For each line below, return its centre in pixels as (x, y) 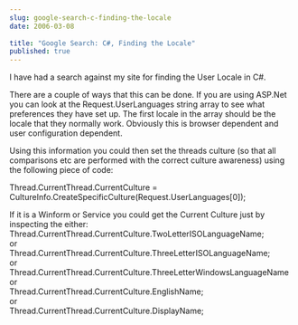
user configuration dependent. (66, 133)
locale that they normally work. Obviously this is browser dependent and (144, 124)
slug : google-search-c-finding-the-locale (90, 18)
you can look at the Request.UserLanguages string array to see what (137, 104)
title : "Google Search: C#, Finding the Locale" (102, 43)
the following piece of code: (61, 170)
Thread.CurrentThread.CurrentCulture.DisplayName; (107, 311)
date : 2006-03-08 (42, 26)
